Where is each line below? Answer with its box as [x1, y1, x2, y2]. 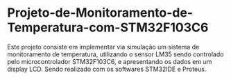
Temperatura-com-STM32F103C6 [7, 19, 209, 35]
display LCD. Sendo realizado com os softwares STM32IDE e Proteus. [7, 65, 207, 73]
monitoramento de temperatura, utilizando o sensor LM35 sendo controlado [7, 50, 224, 58]
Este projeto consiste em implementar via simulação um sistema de [7, 42, 200, 51]
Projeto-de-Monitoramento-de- [7, 5, 194, 21]
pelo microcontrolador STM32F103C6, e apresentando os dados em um [7, 57, 212, 65]
